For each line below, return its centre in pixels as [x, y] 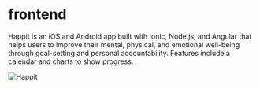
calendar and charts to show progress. [71, 61]
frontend [37, 15]
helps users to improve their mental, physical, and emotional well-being [124, 44]
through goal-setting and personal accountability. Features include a [119, 53]
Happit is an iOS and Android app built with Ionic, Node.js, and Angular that [130, 36]
